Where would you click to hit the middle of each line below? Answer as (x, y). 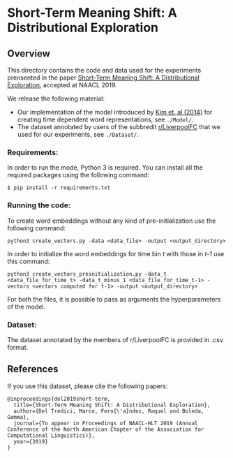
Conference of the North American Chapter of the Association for (106, 429)
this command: (29, 261)
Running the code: (39, 205)
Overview (29, 53)
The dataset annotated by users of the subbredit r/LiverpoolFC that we (119, 127)
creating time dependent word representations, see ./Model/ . (105, 119)
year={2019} (31, 441)
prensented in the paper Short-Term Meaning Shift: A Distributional (104, 77)
